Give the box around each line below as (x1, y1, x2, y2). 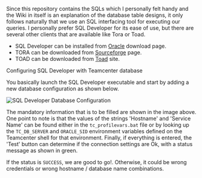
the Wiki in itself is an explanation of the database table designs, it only (6, 11, 183, 19)
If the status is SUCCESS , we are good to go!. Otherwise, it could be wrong (6, 159, 187, 165)
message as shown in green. (6, 147, 78, 154)
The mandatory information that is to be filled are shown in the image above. (6, 109, 197, 115)
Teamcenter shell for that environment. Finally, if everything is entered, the (6, 134, 192, 141)
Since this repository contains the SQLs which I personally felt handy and (6, 5, 189, 12)
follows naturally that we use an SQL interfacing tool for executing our (6, 18, 180, 25)
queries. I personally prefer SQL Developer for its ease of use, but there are (6, 24, 194, 31)
